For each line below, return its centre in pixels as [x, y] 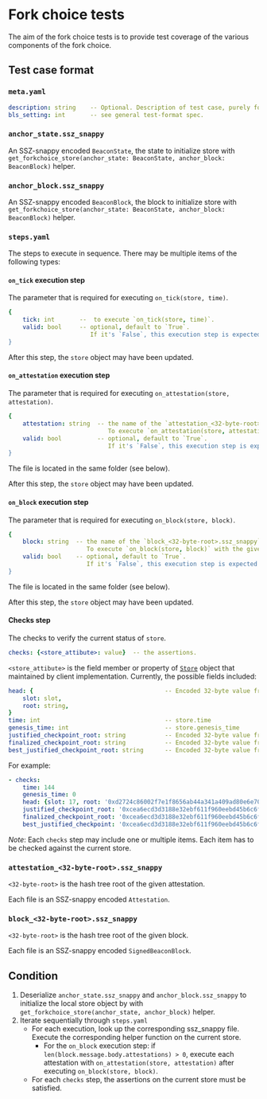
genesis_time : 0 [50, 795]
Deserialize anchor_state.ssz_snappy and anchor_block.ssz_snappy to [133, 995]
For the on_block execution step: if [100, 1046]
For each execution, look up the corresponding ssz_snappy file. [135, 1029]
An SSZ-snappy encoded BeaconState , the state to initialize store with [122, 151]
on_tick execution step [47, 280]
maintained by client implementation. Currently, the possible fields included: [132, 676]
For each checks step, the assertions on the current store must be [139, 1080]
